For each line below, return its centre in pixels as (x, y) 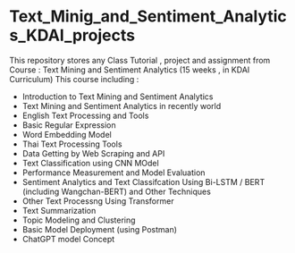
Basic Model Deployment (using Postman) (99, 229)
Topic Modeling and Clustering (79, 220)
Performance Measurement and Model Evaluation (114, 173)
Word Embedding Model (67, 134)
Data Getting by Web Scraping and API (93, 153)
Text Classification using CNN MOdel (90, 163)
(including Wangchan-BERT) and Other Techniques (117, 191)
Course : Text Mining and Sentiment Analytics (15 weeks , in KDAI (130, 70)
